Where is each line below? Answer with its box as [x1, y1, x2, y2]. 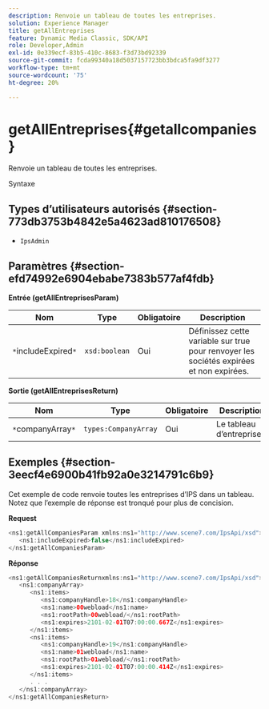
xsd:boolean [84, 346, 130, 356]
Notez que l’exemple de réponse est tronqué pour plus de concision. [8, 498, 234, 507]
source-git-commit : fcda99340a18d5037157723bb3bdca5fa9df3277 [8, 57, 220, 65]
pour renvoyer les [188, 346, 255, 357]
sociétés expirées [188, 355, 255, 367]
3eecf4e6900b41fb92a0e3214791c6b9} [8, 468, 215, 482]
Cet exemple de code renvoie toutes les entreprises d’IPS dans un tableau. [8, 489, 255, 499]
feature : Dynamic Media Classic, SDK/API [8, 34, 149, 42]
